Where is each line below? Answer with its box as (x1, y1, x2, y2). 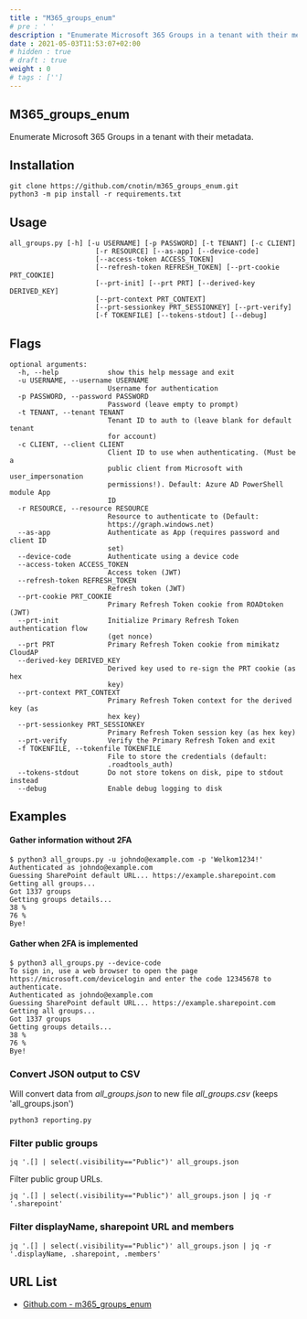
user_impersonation (9, 472, 84, 481)
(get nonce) (107, 632, 153, 641)
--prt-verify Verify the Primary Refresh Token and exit (17, 736, 276, 745)
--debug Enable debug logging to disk (17, 784, 223, 793)
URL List (9, 1274, 58, 1290)
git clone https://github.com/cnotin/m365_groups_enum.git (9, 182, 239, 191)
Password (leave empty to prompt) (107, 400, 239, 409)
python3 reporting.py (9, 1116, 92, 1125)
